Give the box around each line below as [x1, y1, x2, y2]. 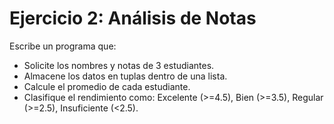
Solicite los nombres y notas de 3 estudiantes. [23, 59, 215, 71]
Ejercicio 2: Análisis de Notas [9, 7, 257, 30]
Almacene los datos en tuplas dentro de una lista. [23, 70, 228, 82]
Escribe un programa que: [9, 40, 117, 52]
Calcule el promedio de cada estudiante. [23, 80, 191, 92]
